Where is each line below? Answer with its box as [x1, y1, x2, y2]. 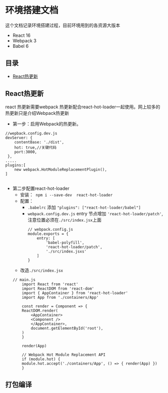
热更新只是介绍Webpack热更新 [5, 110, 70, 116]
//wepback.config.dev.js [5, 130, 58, 136]
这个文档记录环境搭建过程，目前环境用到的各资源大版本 [5, 22, 120, 28]
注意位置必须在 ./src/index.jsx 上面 [27, 217, 102, 223]
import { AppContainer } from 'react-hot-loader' [22, 290, 128, 295]
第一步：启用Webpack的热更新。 [12, 120, 81, 126]
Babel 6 [12, 43, 29, 49]
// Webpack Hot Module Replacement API [22, 352, 106, 357]
